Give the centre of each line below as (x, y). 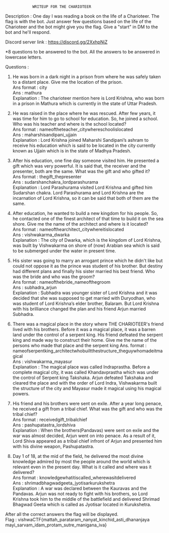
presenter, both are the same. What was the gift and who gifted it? (81, 171)
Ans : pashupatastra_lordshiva (44, 425)
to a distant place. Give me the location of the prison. (68, 82)
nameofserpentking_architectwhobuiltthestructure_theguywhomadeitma (88, 351)
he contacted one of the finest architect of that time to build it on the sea (88, 219)
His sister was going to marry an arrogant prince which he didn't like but (88, 260)
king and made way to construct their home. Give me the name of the (85, 340)
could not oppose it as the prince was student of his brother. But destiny (88, 266)
